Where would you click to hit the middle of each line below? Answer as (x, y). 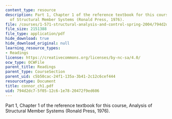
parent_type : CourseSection (35, 72)
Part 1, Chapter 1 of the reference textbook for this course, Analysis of (79, 105)
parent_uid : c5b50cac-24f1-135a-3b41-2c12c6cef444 (60, 77)
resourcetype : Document (31, 81)
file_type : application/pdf (35, 34)
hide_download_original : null (38, 43)
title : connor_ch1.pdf (29, 86)
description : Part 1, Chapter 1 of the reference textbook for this (80, 15)
